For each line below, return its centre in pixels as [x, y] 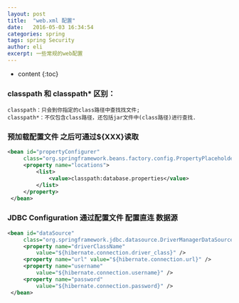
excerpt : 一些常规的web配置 [45, 54]
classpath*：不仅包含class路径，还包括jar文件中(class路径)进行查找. [102, 118]
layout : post [27, 14]
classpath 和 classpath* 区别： [62, 93]
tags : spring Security [41, 41]
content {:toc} [38, 74]
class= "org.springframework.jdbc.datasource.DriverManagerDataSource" [130, 240]
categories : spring [36, 34]
